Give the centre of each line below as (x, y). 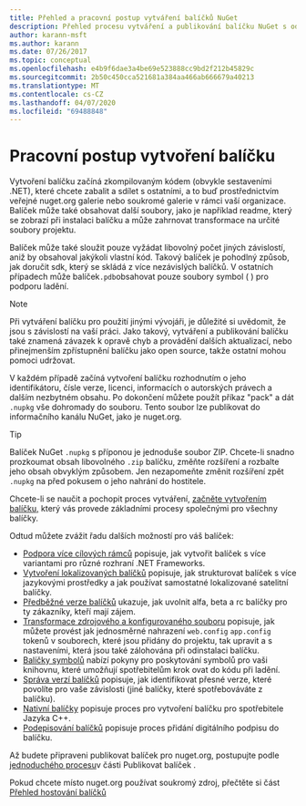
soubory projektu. (43, 230)
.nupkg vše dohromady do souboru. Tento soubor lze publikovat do (135, 408)
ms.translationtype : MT (55, 86)
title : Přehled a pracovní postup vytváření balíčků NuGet (124, 18)
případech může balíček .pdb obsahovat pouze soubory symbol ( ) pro (139, 277)
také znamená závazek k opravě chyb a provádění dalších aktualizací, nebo (151, 341)
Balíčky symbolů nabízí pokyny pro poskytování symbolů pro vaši (145, 660)
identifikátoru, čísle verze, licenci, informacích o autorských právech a (141, 387)
